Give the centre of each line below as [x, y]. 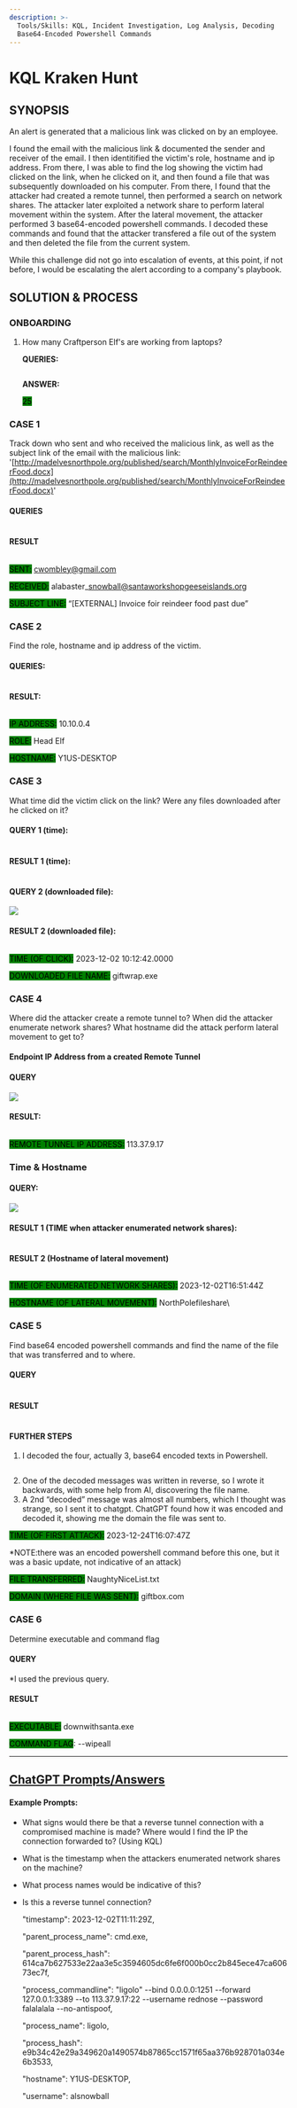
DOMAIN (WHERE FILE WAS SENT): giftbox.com [97, 1597]
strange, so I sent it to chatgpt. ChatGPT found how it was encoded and [152, 1509]
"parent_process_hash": [66, 1953]
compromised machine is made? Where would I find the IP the [135, 1831]
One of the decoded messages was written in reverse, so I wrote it [143, 1480]
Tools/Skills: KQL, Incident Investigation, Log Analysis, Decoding [146, 26]
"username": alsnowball [65, 2096]
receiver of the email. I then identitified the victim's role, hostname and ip [142, 158]
